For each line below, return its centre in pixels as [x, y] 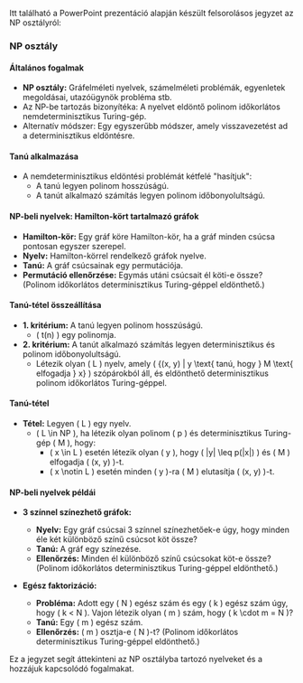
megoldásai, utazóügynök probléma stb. [97, 98]
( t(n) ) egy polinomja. [76, 334]
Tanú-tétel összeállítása [55, 305]
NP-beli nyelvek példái [53, 492]
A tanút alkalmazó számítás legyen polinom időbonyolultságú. [151, 196]
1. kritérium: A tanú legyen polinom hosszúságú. [113, 325]
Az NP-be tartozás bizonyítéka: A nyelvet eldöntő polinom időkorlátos [151, 107]
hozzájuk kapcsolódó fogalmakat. [72, 669]
